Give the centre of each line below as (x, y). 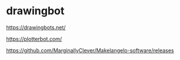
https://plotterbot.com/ (34, 39)
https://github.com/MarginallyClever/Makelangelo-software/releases (90, 50)
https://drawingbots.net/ (36, 27)
